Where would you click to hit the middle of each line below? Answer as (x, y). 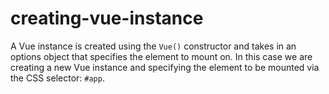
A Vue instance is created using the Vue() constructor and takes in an (153, 46)
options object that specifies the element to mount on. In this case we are (161, 56)
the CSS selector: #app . (57, 78)
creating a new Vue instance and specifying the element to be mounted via (165, 67)
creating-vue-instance (107, 18)
